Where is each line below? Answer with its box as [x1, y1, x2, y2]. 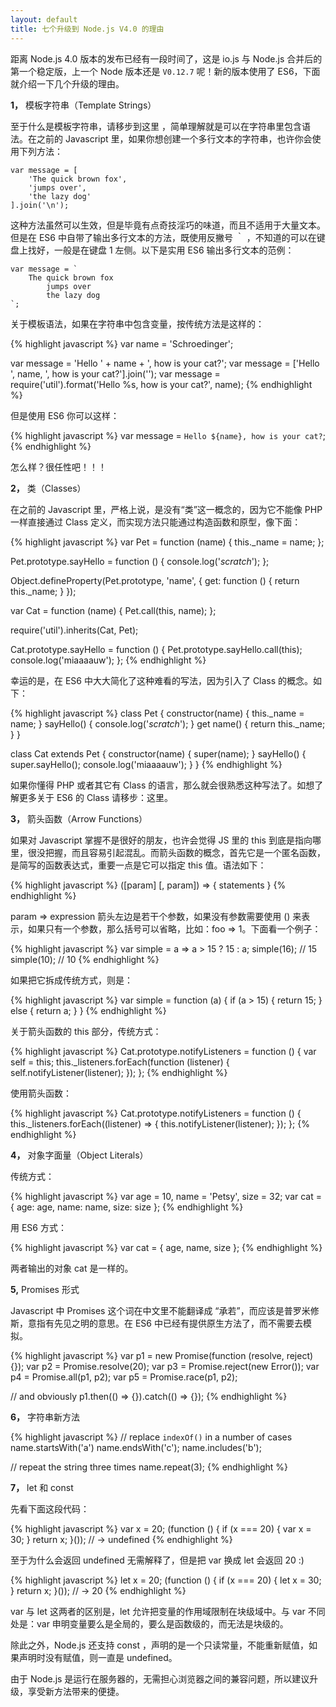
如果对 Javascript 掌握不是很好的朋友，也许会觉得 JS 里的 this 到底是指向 [10, 834, 313, 846]
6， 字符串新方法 [10, 1411, 81, 1423]
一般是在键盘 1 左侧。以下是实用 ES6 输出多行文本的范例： [53, 244, 295, 256]
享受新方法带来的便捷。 [27, 1685, 125, 1697]
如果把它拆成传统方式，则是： [10, 974, 133, 986]
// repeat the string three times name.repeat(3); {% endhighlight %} [10, 1461, 289, 1473]
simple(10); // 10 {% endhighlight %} [10, 953, 160, 965]
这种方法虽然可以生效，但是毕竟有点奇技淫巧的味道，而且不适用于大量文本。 [10, 219, 326, 231]
